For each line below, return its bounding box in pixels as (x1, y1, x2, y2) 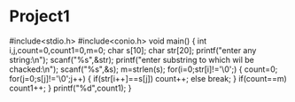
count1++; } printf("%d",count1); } (9, 82, 132, 93)
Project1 (9, 6, 71, 27)
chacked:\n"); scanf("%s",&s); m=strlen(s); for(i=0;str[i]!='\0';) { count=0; (9, 64, 278, 75)
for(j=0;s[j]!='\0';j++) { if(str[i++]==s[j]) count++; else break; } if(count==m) (9, 73, 288, 83)
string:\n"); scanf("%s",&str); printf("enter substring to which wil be (9, 54, 254, 65)
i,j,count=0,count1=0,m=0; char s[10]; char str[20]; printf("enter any (9, 44, 257, 55)
